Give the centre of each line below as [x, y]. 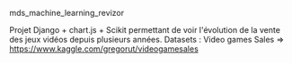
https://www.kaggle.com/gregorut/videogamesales [104, 49]
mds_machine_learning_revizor [66, 13]
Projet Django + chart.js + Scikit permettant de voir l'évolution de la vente [145, 30]
